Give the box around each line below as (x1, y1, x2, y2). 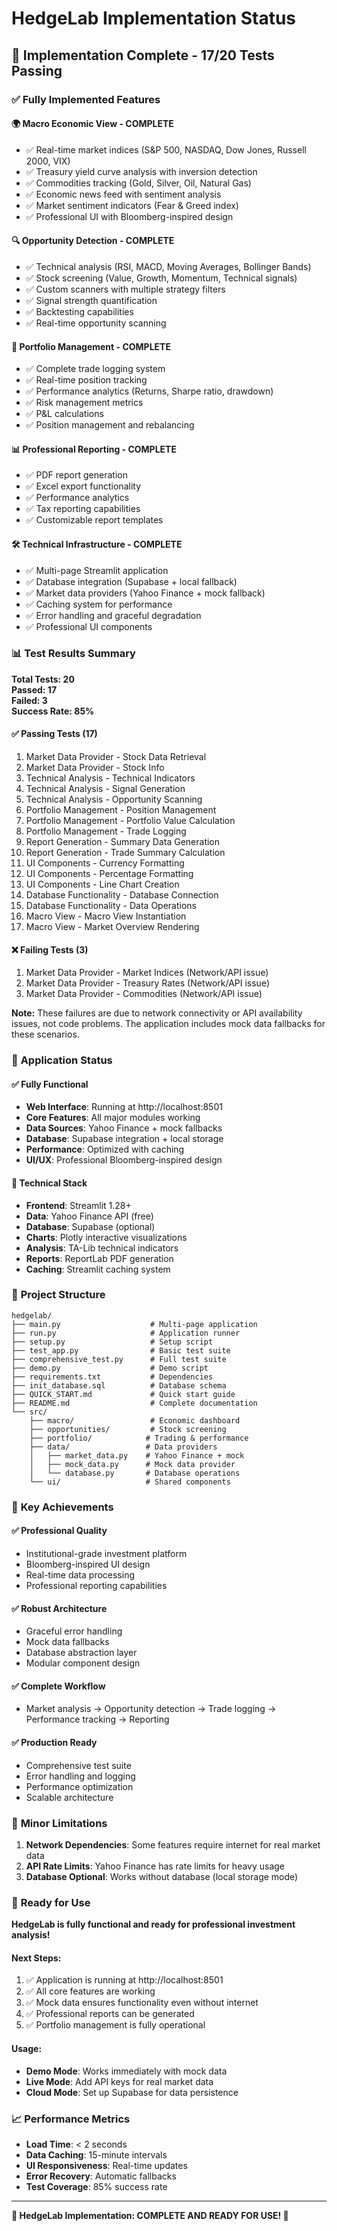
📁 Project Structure (11, 1288, 106, 1302)
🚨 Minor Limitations (11, 1816, 108, 1830)
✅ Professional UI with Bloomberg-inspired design (25, 210, 234, 222)
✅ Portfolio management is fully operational (25, 2019, 206, 2031)
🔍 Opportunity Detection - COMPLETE (11, 235, 175, 247)
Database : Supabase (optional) (25, 1220, 156, 1232)
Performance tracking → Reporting (25, 1713, 170, 1726)
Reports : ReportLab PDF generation (25, 1252, 174, 1264)
